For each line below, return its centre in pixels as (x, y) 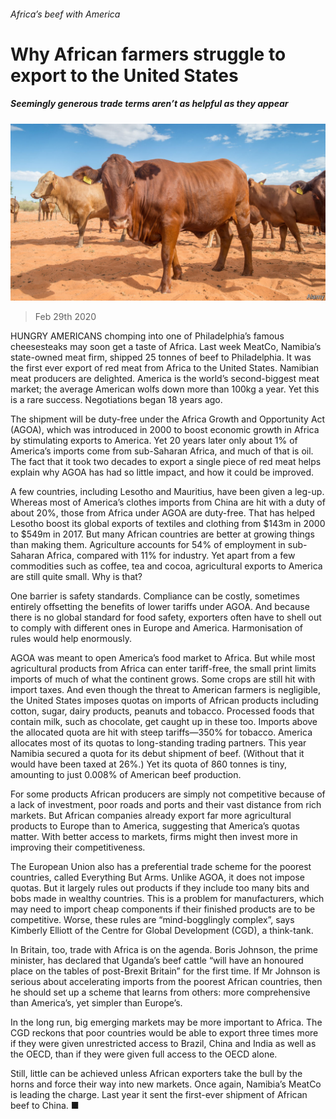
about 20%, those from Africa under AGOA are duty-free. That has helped (163, 513)
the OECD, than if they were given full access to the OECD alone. (144, 1054)
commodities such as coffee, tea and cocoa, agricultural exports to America (166, 566)
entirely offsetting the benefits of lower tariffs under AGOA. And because (160, 607)
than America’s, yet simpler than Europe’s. (96, 1003)
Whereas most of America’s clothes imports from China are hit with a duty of (168, 502)
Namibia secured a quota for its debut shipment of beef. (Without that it (157, 754)
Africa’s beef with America (65, 14)
